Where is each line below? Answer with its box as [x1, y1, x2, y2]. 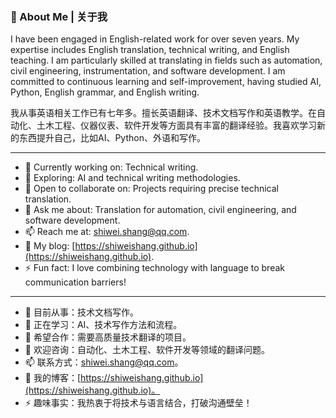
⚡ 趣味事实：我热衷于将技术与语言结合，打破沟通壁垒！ [24, 397, 253, 409]
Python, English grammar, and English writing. [10, 86, 200, 98]
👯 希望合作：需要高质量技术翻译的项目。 [24, 331, 192, 343]
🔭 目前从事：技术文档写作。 [24, 306, 139, 318]
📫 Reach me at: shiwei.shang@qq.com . [24, 226, 190, 238]
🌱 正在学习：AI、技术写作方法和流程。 [24, 319, 183, 331]
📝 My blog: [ [24, 240, 76, 252]
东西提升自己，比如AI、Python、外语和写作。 [18, 132, 206, 144]
